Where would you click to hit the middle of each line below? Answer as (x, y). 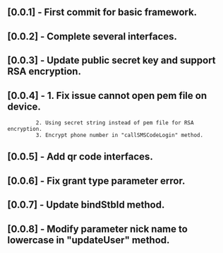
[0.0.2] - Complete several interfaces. (92, 36)
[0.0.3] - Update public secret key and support (112, 60)
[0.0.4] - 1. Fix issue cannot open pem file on (107, 95)
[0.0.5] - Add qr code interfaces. (80, 157)
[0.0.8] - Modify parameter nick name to (98, 229)
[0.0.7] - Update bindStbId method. (86, 205)
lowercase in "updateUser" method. (89, 240)
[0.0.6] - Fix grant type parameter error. (96, 181)
